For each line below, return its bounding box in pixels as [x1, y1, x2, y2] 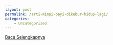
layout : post [5, 7, 32, 12]
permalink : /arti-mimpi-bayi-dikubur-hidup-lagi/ [5, 12, 109, 17]
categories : [5, 16, 29, 21]
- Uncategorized [14, 21, 47, 26]
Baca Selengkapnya [5, 34, 45, 40]
